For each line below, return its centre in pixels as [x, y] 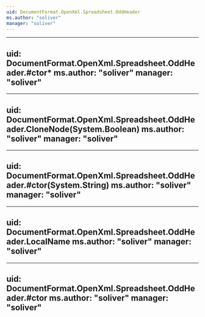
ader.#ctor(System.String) [58, 186]
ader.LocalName [38, 242]
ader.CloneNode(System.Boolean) [73, 129]
